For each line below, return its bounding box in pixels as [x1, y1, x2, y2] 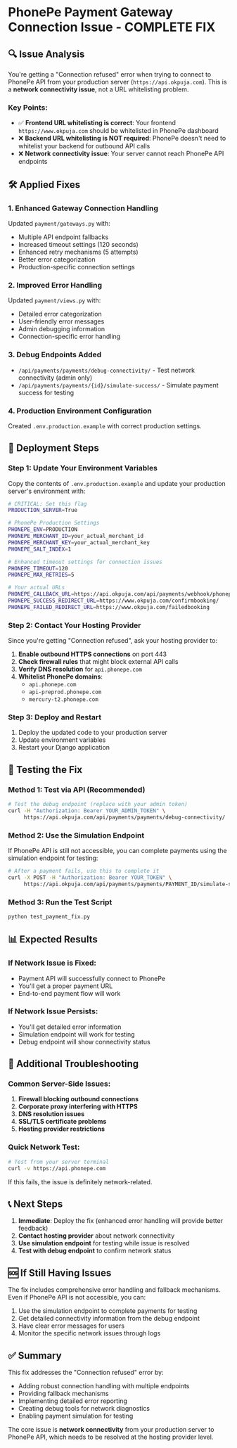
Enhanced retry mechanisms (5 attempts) [18, 248, 139, 256]
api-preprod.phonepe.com [28, 688, 102, 696]
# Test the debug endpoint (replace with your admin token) [8, 801, 188, 808]
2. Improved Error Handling [8, 280, 103, 290]
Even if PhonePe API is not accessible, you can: [8, 1293, 146, 1302]
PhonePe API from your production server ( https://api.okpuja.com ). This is [8, 78, 227, 86]
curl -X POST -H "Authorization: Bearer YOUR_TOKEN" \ [8, 873, 172, 881]
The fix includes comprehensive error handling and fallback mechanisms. [8, 1286, 221, 1294]
